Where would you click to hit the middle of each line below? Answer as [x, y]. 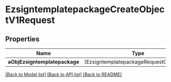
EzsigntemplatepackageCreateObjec [85, 9]
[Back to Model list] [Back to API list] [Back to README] [64, 74]
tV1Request [30, 20]
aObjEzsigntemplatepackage [44, 62]
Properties [22, 39]
